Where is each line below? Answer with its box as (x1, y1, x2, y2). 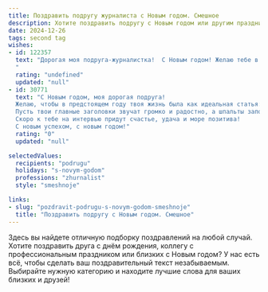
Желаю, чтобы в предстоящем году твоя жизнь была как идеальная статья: (15, 100, 262, 108)
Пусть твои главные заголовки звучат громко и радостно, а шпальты (15, 108, 245, 116)
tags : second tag (8, 33, 66, 42)
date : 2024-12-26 (8, 26, 66, 34)
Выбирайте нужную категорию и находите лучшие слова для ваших (8, 266, 241, 275)
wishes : (8, 41, 34, 49)
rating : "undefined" (15, 71, 84, 79)
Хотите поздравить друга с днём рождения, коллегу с (8, 240, 194, 251)
